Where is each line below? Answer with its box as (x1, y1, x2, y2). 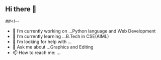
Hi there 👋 (5, 5, 37, 13)
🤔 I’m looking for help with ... (12, 38, 72, 44)
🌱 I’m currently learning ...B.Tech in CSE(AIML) (12, 33, 109, 39)
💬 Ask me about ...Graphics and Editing (12, 43, 94, 50)
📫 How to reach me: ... (12, 49, 61, 55)
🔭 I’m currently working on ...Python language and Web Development (12, 28, 156, 34)
